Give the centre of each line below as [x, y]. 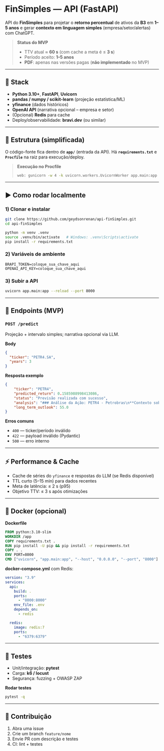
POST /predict [22, 324]
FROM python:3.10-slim [28, 532]
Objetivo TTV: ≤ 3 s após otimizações [50, 491]
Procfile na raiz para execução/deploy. [45, 157]
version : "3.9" [20, 578]
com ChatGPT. [20, 33]
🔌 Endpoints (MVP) [34, 311]
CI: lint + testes [27, 744]
